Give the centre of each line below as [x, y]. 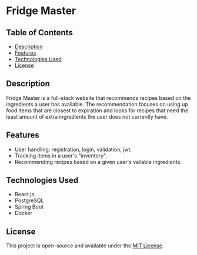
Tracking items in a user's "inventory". [61, 155]
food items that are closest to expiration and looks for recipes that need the [97, 110]
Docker [24, 213]
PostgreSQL [29, 200]
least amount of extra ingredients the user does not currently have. [87, 116]
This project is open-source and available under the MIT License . [85, 246]
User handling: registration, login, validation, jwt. [73, 149]
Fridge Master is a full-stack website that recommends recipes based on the [98, 98]
